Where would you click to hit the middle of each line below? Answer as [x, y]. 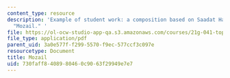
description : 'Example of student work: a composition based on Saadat [111, 20]
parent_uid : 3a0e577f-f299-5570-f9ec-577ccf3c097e [81, 45]
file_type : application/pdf [47, 39]
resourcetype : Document [41, 52]
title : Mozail [27, 58]
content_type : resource [41, 13]
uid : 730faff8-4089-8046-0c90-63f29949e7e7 [70, 64]
